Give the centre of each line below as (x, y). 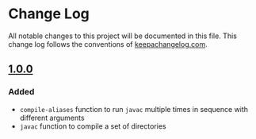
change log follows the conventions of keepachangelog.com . (108, 44)
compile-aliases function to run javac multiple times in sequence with (134, 109)
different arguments (52, 118)
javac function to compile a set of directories (93, 126)
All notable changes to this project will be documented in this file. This (123, 36)
